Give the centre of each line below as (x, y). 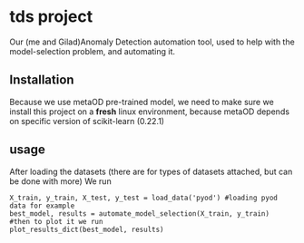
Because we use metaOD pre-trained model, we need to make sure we (142, 102)
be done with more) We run (60, 181)
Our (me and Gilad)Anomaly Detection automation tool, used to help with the (152, 42)
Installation (42, 80)
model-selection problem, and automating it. (92, 51)
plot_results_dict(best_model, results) (87, 229)
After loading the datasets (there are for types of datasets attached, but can (151, 171)
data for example (42, 206)
